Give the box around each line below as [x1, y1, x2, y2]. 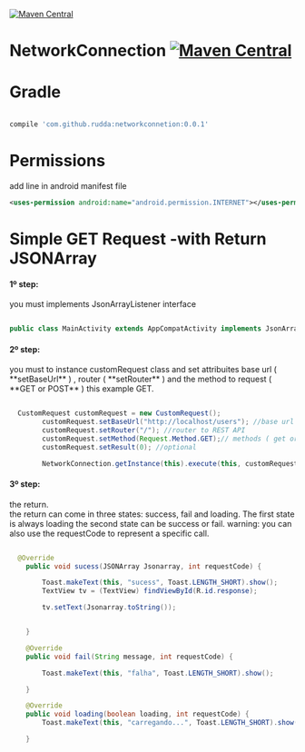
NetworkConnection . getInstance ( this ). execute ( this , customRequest [42, 459, 299, 468]
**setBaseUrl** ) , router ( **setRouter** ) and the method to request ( [9, 373, 272, 385]
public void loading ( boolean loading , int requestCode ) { [25, 709, 250, 719]
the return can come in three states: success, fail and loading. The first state [9, 509, 295, 519]
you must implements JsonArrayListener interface [9, 299, 197, 310]
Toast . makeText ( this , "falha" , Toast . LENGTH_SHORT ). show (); [42, 668, 274, 678]
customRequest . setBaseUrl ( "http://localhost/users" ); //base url [42, 418, 295, 427]
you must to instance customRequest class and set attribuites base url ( [9, 364, 277, 375]
